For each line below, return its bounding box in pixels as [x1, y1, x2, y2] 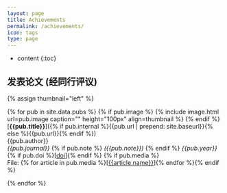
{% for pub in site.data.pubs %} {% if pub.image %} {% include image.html [7, 107, 219, 116]
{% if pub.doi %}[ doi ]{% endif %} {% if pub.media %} [7, 151, 160, 159]
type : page [7, 36, 38, 42]
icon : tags [7, 29, 38, 36]
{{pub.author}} [7, 136, 49, 144]
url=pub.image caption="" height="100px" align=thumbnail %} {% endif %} [7, 114, 221, 123]
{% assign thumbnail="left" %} [7, 94, 95, 103]
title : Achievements [7, 16, 67, 23]
